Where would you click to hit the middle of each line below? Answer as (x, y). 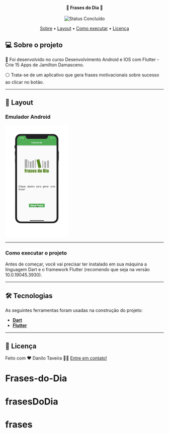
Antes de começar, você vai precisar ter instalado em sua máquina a (76, 264)
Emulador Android (28, 117)
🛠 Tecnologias (29, 295)
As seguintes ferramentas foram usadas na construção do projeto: (74, 310)
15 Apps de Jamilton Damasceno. (50, 65)
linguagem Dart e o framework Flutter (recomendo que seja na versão (77, 269)
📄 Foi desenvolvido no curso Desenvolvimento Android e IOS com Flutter (80, 60)
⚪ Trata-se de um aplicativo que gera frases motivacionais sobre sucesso (82, 75)
